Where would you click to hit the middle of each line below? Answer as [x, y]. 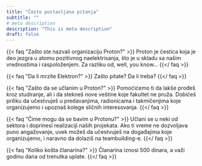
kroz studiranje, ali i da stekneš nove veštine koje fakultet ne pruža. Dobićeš [101, 95]
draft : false [23, 35]
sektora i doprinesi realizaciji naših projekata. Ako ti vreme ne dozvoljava [97, 125]
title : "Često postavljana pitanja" [52, 12]
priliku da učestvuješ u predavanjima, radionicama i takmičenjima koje [94, 101]
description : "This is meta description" [59, 29]
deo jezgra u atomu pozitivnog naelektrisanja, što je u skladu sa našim [94, 58]
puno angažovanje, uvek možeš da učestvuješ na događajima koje [89, 132]
